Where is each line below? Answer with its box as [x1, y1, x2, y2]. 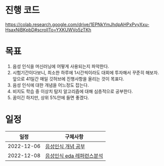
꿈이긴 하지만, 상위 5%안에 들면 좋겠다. [12, 94, 89, 100]
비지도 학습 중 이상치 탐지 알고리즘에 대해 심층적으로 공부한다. [12, 88, 133, 94]
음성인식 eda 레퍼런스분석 [45, 152, 103, 159]
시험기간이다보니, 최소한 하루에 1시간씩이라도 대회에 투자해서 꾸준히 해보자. [12, 69, 159, 75]
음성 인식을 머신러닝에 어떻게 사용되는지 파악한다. [12, 63, 109, 69]
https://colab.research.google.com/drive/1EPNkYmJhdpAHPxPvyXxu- [5, 21, 149, 27]
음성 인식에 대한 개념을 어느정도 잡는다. [12, 82, 89, 88]
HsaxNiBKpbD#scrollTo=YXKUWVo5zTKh [5, 26, 92, 32]
